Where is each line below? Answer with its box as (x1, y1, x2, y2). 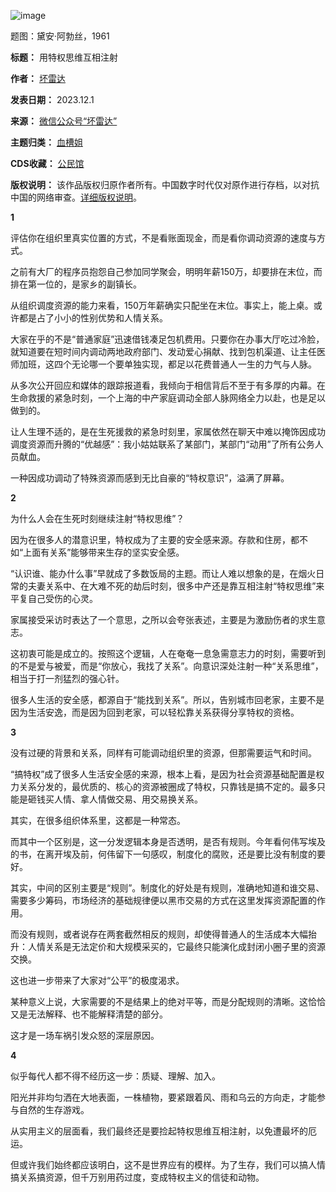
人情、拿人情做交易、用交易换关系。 (53, 793, 203, 805)
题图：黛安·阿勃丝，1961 (10, 30, 110, 42)
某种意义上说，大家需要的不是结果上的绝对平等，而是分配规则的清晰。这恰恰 (10, 996, 326, 1007)
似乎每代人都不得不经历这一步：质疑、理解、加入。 (10, 1070, 221, 1082)
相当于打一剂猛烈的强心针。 (10, 673, 125, 684)
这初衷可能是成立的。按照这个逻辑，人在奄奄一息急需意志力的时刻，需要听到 (10, 648, 326, 659)
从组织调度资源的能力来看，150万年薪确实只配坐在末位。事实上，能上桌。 (10, 300, 314, 311)
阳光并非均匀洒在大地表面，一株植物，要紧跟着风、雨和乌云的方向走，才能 (10, 1091, 317, 1103)
